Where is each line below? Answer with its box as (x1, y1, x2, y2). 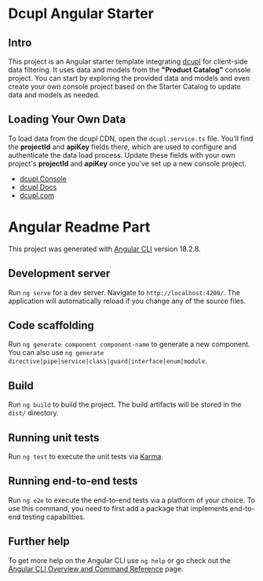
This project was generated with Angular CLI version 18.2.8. (8, 244, 202, 254)
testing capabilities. (22, 512, 86, 521)
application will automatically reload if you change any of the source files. (8, 296, 246, 305)
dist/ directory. (8, 408, 59, 418)
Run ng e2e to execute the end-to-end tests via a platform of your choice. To (8, 495, 256, 505)
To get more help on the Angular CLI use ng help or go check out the (8, 555, 231, 565)
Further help (8, 535, 71, 548)
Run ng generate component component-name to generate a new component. (8, 339, 251, 349)
